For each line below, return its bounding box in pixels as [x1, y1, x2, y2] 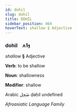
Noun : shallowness [5, 72, 45, 78]
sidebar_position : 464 [5, 21, 52, 26]
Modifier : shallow [5, 82, 41, 88]
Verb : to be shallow [5, 63, 46, 69]
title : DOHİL [5, 16, 32, 21]
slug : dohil [5, 12, 30, 17]
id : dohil [5, 7, 26, 12]
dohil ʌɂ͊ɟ [5, 42, 30, 49]
